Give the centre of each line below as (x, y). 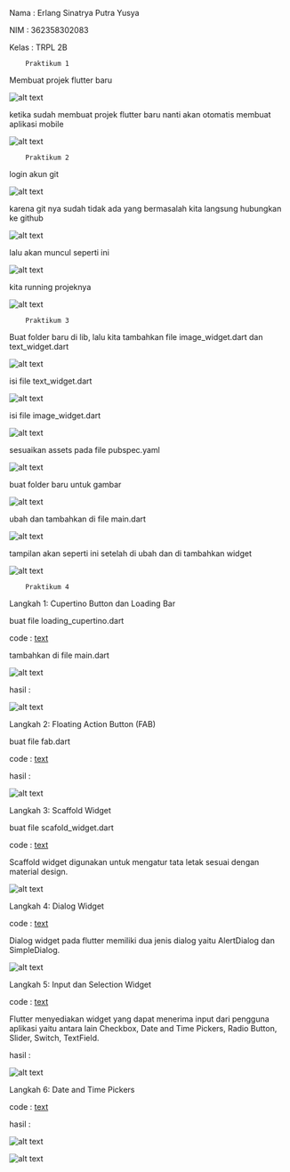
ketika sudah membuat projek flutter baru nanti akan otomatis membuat (140, 114)
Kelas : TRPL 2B (39, 47)
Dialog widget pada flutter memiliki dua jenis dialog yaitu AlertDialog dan (142, 941)
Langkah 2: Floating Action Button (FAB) (83, 724)
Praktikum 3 (47, 320)
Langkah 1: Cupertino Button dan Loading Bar (93, 603)
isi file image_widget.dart (55, 416)
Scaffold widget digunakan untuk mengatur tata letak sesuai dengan (134, 862)
